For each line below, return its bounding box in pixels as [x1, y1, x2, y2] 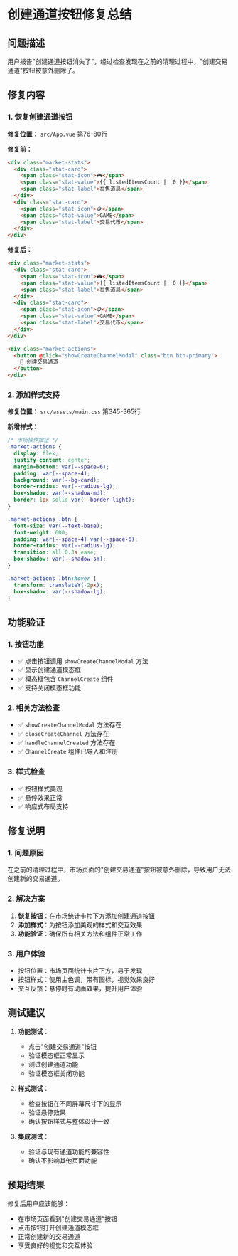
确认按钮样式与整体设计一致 [28, 1117, 110, 1125]
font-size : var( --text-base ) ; [13, 522, 103, 529]
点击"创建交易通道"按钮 [28, 1042, 97, 1050]
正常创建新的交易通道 [17, 1232, 80, 1240]
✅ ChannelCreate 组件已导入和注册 [17, 747, 119, 756]
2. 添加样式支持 [7, 389, 60, 399]
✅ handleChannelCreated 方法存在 [17, 738, 116, 747]
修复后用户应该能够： [7, 1199, 70, 1208]
